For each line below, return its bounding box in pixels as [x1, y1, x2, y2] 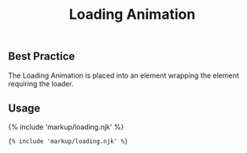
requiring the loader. [8, 78, 74, 88]
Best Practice [8, 49, 76, 64]
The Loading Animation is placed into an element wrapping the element [8, 71, 240, 80]
